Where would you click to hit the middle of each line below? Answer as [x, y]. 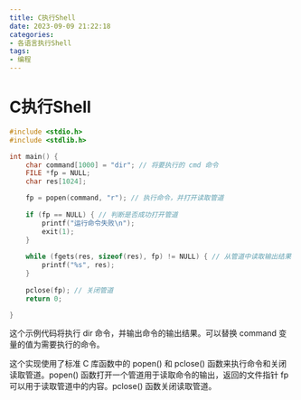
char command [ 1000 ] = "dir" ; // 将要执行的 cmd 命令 [122, 165]
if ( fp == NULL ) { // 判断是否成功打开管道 [102, 214]
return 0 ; [44, 299]
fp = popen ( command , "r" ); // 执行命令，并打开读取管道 [125, 198]
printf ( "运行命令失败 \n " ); [89, 223]
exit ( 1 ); [58, 231]
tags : [19, 51]
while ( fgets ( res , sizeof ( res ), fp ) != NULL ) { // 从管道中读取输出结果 [159, 257]
